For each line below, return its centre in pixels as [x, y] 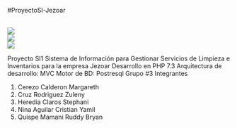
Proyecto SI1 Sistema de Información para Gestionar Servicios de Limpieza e [119, 58]
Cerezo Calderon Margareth [58, 87]
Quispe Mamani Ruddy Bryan [60, 117]
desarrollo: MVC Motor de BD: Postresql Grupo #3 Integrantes [98, 73]
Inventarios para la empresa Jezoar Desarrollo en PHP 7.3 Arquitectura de [115, 66]
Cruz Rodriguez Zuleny [51, 95]
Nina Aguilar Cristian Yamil [56, 109]
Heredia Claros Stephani [53, 102]
